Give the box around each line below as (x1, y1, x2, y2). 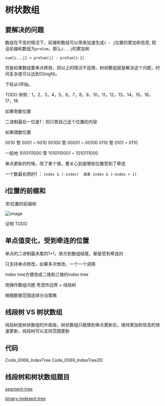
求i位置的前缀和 (5, 201, 37, 206)
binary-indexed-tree (5, 396, 46, 402)
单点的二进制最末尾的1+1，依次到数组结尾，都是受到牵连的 (5, 250, 124, 256)
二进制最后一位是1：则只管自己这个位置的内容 (5, 119, 97, 124)
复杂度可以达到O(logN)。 (9, 71, 60, 77)
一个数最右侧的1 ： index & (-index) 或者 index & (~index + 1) (5, 171, 137, 177)
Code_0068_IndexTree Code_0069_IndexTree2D (5, 357, 103, 363)
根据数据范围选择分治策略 (5, 292, 57, 298)
